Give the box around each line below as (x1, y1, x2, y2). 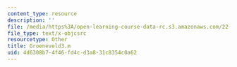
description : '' (7, 17, 55, 24)
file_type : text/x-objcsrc (7, 29, 87, 37)
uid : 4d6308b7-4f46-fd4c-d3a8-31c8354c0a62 (7, 50, 138, 57)
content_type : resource (7, 10, 78, 17)
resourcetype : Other (7, 36, 68, 43)
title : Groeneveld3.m (7, 43, 71, 50)
